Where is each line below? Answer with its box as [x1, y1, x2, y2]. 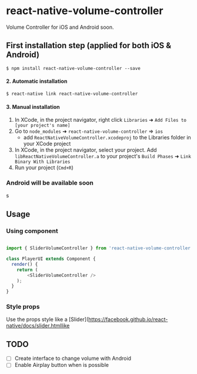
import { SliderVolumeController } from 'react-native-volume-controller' [6, 245, 193, 251]
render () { [11, 261, 38, 267]
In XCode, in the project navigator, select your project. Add [14, 146, 157, 153]
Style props [6, 303, 40, 311]
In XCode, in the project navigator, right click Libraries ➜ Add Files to [14, 116, 187, 123]
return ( [16, 266, 38, 273]
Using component [6, 226, 59, 235]
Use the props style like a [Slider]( [6, 316, 89, 323]
